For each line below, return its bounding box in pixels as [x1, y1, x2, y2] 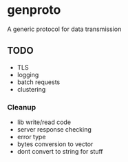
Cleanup [7, 102, 36, 112]
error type [17, 133, 46, 141]
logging [17, 70, 39, 79]
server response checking [17, 125, 92, 134]
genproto [7, 2, 61, 18]
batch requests [17, 78, 61, 86]
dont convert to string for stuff [17, 148, 103, 156]
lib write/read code [17, 118, 71, 126]
